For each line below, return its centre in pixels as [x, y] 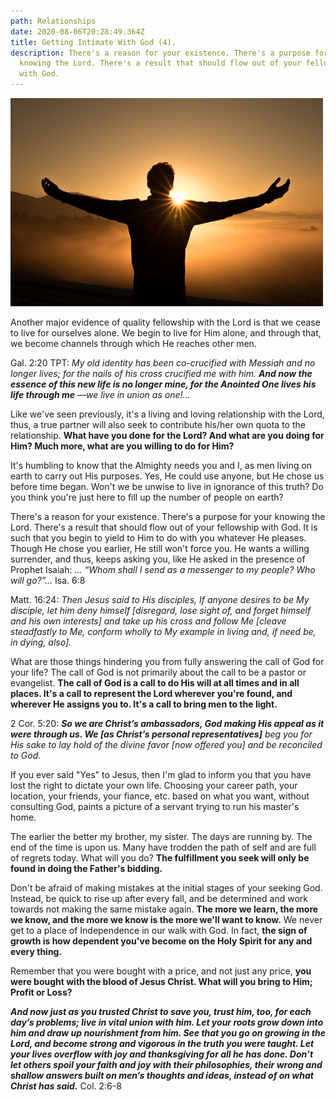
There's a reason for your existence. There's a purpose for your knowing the [168, 516]
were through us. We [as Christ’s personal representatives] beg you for [161, 734]
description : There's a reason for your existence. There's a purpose [160, 53]
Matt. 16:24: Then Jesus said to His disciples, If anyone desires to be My [160, 599]
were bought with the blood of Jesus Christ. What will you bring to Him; [161, 981]
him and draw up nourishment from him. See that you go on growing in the [168, 1033]
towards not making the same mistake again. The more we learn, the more [164, 909]
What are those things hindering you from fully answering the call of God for [167, 661]
